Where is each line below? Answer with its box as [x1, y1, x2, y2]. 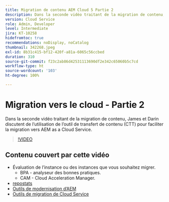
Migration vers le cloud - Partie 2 [5, 99, 145, 111]
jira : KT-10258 [5, 31, 37, 36]
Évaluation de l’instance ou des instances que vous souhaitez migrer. [12, 164, 156, 170]
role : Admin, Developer [5, 21, 55, 27]
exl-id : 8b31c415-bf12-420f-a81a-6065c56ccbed [5, 49, 105, 54]
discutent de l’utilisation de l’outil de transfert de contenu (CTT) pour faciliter [5, 121, 164, 127]
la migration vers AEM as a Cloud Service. [5, 126, 93, 132]
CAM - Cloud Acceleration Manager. [20, 175, 96, 181]
